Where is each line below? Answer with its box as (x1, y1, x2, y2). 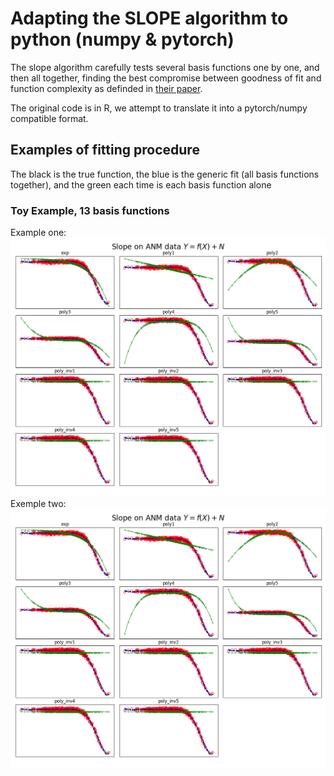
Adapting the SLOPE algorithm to (10, 7, 289, 30)
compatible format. (10, 112, 89, 124)
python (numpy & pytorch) (10, 28, 235, 51)
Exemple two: (10, 497, 67, 509)
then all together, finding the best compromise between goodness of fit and (10, 72, 322, 84)
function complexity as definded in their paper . (10, 82, 203, 94)
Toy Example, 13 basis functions (10, 203, 170, 217)
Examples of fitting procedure (10, 142, 200, 159)
